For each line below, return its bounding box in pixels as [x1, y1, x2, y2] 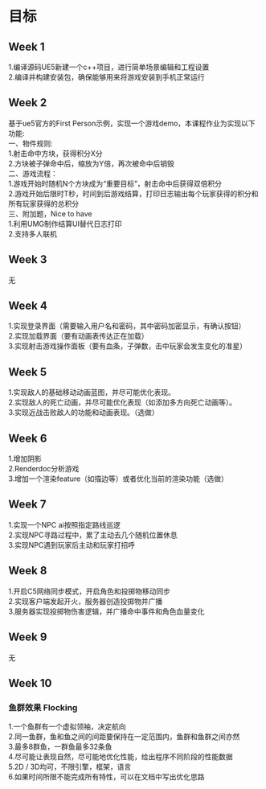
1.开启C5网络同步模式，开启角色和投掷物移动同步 [8, 586, 171, 596]
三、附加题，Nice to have [8, 208, 92, 218]
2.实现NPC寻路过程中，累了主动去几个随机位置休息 [8, 530, 178, 540]
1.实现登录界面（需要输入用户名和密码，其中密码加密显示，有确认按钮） [8, 321, 246, 331]
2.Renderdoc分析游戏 [8, 464, 80, 474]
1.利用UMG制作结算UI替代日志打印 [8, 219, 122, 228]
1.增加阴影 [8, 454, 42, 463]
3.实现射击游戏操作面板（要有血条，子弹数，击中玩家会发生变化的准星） [8, 341, 248, 351]
